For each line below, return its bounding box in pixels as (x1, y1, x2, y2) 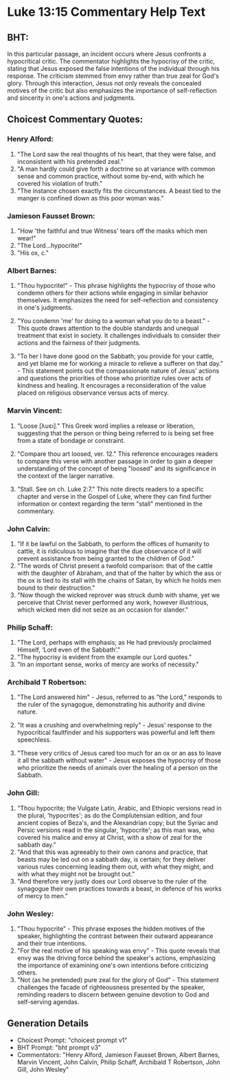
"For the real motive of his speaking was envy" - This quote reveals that (16, 946, 220, 955)
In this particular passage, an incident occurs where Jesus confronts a (7, 50, 207, 58)
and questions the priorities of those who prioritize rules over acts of (16, 374, 211, 382)
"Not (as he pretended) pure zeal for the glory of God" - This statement (16, 976, 220, 984)
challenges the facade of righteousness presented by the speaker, (16, 983, 205, 992)
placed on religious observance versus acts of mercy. (16, 388, 170, 397)
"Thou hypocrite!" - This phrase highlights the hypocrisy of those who (16, 282, 216, 290)
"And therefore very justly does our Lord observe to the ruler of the (16, 877, 207, 885)
